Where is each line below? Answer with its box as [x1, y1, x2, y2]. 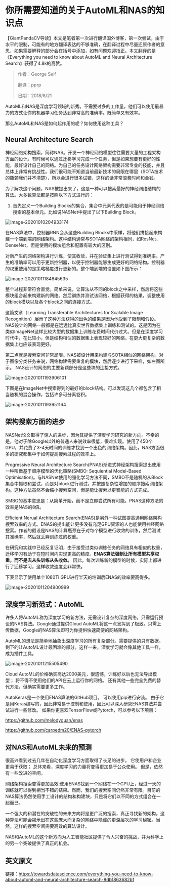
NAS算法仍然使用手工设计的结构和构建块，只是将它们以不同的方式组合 [5, 793, 152, 799]
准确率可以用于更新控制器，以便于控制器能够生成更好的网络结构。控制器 [14, 259, 165, 265]
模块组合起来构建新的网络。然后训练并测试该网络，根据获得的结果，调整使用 [5, 292, 165, 299]
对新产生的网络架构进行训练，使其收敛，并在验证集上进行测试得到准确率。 [5, 252, 160, 259]
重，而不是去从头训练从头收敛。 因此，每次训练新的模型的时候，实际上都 [5, 557, 157, 563]
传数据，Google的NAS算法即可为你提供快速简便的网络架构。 [5, 627, 132, 633]
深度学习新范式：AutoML [5, 600, 84, 609]
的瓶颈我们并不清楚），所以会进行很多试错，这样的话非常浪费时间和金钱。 [5, 175, 158, 181]
